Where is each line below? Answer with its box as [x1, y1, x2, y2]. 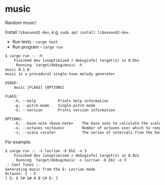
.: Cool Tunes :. [5, 162, 41, 167]
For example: [5, 139, 32, 145]
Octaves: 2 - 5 [5, 171, 36, 176]
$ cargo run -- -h [5, 53, 43, 58]
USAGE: [5, 80, 19, 85]
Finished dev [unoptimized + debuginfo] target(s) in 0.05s [14, 58, 139, 63]
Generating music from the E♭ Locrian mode [5, 167, 96, 172]
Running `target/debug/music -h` [16, 62, 84, 67]
